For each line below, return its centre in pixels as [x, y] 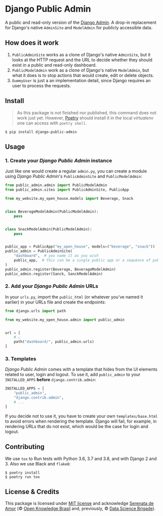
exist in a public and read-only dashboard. [54, 65]
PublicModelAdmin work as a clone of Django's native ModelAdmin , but [81, 70]
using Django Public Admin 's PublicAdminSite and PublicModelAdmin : [73, 177]
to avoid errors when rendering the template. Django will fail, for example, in [81, 421]
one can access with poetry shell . [52, 123]
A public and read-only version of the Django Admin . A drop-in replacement [81, 22]
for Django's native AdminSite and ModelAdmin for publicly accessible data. [79, 27]
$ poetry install [23, 473]
